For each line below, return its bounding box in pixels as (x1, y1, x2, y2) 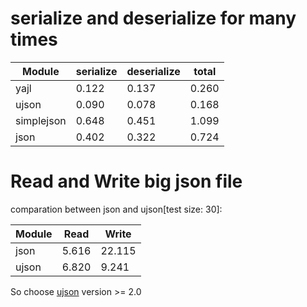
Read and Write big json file (10, 170, 243, 193)
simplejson (15, 113, 67, 127)
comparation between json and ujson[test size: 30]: (10, 203, 223, 215)
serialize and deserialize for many (10, 7, 297, 30)
